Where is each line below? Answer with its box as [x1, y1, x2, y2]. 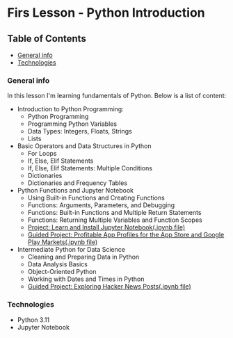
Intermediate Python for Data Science [17, 246, 125, 254]
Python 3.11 [17, 315, 50, 324]
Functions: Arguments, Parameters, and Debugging [27, 201, 175, 209]
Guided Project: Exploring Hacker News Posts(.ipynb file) [27, 282, 191, 291]
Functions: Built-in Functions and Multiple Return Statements [27, 209, 202, 217]
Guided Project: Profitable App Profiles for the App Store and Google [27, 231, 225, 239]
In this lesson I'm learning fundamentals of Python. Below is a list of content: [7, 92, 227, 100]
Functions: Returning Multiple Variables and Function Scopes [27, 216, 203, 224]
